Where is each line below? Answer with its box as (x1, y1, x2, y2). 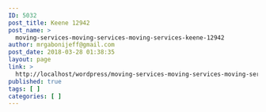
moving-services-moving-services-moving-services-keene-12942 (15, 33, 225, 42)
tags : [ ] (8, 84, 41, 93)
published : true (8, 77, 62, 85)
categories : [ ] (8, 92, 62, 100)
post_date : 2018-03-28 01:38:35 (8, 48, 115, 56)
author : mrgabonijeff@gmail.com (8, 41, 115, 49)
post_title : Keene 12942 (8, 19, 90, 27)
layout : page (8, 56, 51, 64)
